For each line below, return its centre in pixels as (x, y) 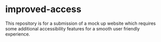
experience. (18, 34)
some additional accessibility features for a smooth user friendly (73, 28)
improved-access (43, 9)
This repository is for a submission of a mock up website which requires (80, 23)
